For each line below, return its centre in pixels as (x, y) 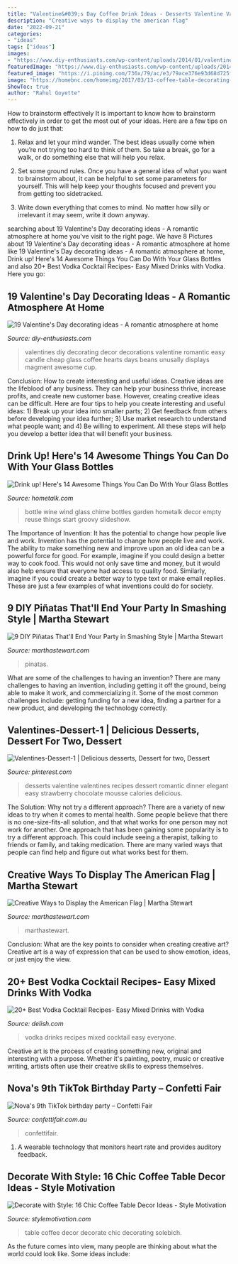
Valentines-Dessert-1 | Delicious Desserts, (103, 730)
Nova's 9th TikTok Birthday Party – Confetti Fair (114, 1088)
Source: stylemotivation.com (49, 1219)
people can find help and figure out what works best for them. (98, 852)
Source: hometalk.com (40, 498)
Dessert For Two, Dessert (65, 741)
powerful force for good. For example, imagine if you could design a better (116, 555)
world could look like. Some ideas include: (69, 1253)
